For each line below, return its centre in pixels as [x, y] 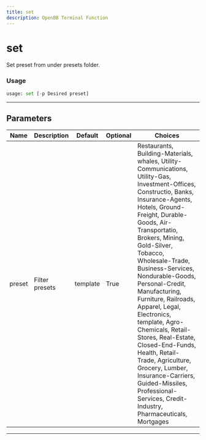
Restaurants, [155, 146]
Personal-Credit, [162, 284]
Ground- [172, 207]
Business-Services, [166, 268]
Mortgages [153, 422]
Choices [167, 135]
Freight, [148, 215]
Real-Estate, [177, 338]
